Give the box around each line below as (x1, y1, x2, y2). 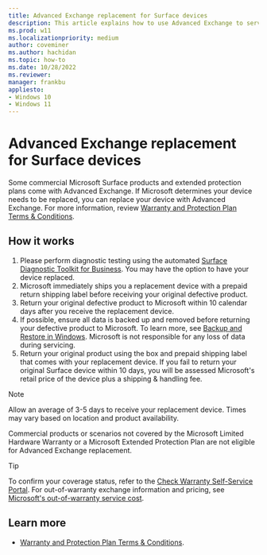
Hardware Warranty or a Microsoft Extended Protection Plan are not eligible (8, 437, 256, 446)
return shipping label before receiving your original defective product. (19, 289, 249, 299)
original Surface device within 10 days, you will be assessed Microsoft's (19, 365, 255, 375)
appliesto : (8, 85, 44, 94)
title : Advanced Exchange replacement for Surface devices (8, 11, 208, 20)
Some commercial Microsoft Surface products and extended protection (8, 178, 242, 188)
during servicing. (19, 340, 75, 350)
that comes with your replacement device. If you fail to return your (19, 357, 237, 367)
